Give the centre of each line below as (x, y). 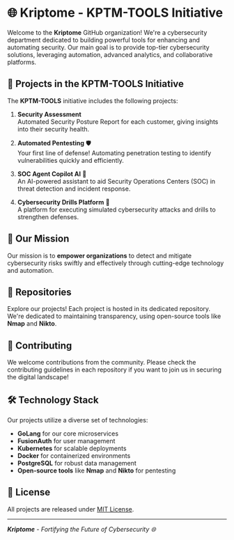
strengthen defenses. (48, 216)
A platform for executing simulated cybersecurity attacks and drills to (116, 209)
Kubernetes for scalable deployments (72, 448)
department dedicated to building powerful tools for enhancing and (103, 40)
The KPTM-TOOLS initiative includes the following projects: (93, 101)
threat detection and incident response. (74, 189)
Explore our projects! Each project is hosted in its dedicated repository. (109, 309)
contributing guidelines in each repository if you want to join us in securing (114, 370)
